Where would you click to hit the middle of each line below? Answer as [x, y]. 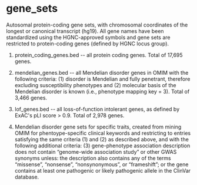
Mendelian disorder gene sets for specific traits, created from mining [98, 127]
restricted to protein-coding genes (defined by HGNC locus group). [88, 44]
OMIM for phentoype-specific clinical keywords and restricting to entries [103, 133]
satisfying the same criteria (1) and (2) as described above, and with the [102, 139]
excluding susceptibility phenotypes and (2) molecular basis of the [95, 85]
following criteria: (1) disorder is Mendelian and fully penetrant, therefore [102, 79]
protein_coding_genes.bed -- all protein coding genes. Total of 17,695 [99, 55]
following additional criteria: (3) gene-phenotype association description [102, 146]
